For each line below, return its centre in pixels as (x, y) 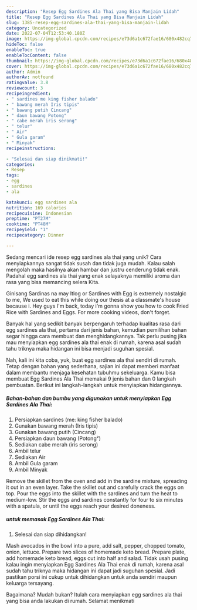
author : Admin (23, 72)
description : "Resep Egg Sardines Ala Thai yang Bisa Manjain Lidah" (93, 11)
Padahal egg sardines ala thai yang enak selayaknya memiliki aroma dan (93, 276)
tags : (13, 175)
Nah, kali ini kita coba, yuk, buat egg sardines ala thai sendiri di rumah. (91, 360)
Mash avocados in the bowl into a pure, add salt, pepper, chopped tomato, (96, 545)
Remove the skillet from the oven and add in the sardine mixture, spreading (97, 481)
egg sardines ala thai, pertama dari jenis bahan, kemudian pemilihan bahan (96, 329)
